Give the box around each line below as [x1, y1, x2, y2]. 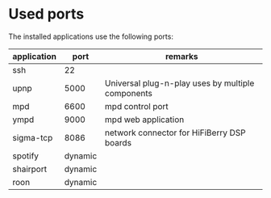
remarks [165, 50, 198, 61]
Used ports [8, 5, 85, 23]
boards [104, 137, 131, 148]
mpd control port [104, 100, 169, 112]
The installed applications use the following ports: [8, 32, 173, 41]
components [104, 87, 153, 99]
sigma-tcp [12, 132, 53, 143]
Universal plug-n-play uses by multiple [104, 78, 255, 89]
